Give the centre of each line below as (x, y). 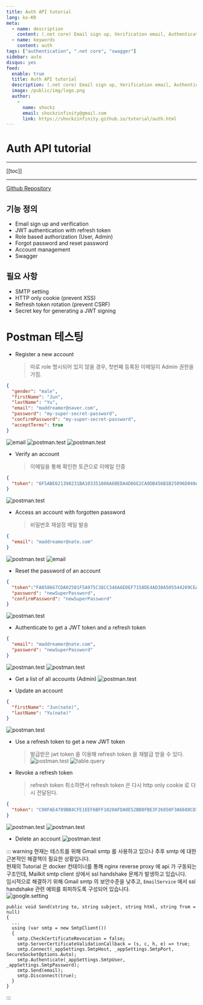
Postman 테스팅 (45, 337)
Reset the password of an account (58, 571)
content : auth (35, 46)
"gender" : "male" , (35, 391)
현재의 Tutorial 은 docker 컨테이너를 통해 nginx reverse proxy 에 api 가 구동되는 (101, 866)
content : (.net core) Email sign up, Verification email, (92, 34)
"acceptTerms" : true (37, 425)
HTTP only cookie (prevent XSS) (55, 298)
